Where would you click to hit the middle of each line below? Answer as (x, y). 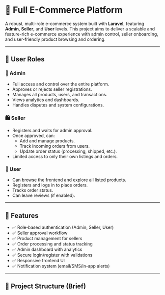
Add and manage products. (47, 141)
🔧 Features (22, 215)
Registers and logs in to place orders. (50, 185)
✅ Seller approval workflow (40, 233)
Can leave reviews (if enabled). (43, 195)
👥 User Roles (25, 59)
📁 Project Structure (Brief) (46, 286)
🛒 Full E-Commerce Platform (64, 10)
